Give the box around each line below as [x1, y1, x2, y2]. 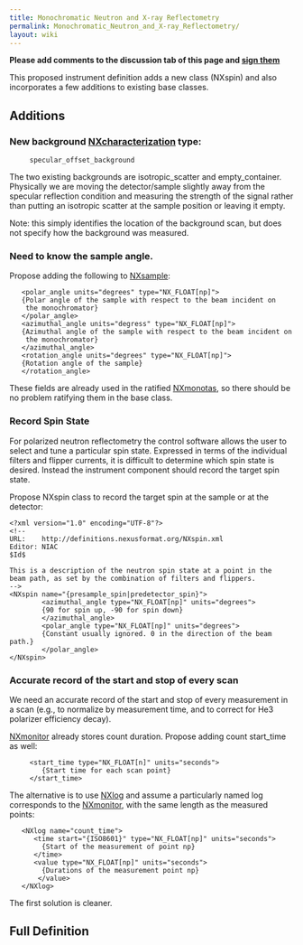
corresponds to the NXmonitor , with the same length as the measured [9, 799, 269, 809]
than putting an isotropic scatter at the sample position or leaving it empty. [9, 201, 286, 211]
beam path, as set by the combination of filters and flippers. [9, 574, 256, 583]
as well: [9, 740, 38, 751]
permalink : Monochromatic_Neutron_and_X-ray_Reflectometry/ [9, 22, 241, 31]
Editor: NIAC [9, 542, 59, 551]
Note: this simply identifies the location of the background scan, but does [9, 218, 282, 229]
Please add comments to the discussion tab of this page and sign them [9, 55, 280, 66]
